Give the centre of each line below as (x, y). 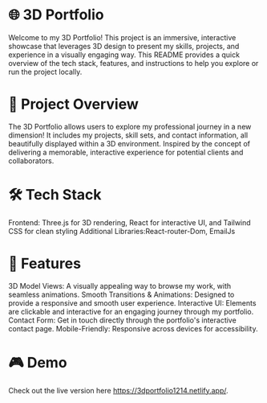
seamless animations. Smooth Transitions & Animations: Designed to (121, 294)
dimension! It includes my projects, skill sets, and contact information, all (128, 135)
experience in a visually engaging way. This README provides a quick (124, 55)
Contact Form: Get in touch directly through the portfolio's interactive (122, 320)
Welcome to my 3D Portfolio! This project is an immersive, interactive (122, 37)
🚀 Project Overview (73, 104)
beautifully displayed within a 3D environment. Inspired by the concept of (129, 143)
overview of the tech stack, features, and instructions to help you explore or (133, 63)
